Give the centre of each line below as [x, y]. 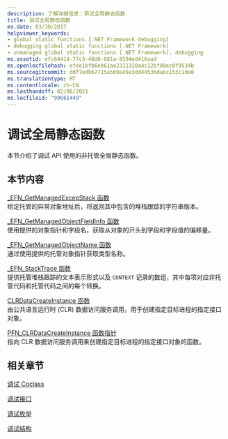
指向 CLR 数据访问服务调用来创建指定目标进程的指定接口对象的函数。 [106, 341]
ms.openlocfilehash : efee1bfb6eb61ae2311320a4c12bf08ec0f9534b [101, 66]
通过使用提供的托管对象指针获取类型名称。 [68, 253]
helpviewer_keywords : [39, 33]
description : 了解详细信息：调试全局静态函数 [66, 14]
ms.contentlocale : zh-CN [43, 85]
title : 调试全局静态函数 [39, 20]
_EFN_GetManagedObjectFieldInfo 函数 [63, 221]
